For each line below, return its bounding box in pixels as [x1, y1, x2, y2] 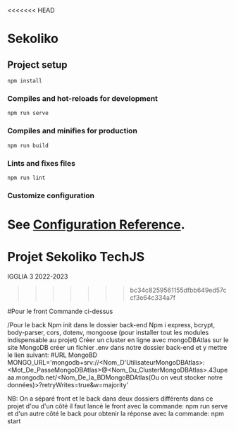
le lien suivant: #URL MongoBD [7, 351, 97, 359]
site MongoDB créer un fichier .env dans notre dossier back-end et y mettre [7, 343, 228, 351]
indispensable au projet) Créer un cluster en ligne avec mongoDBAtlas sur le [7, 335, 229, 344]
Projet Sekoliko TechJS [7, 249, 145, 265]
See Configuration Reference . [7, 217, 185, 232]
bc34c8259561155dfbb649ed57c [130, 286, 227, 294]
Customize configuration [7, 190, 95, 200]
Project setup [7, 59, 68, 71]
